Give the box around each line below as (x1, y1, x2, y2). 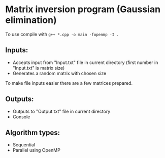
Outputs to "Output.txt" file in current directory (12, 108, 111, 114)
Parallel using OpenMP (12, 147, 61, 153)
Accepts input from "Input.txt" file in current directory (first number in (12, 59, 158, 66)
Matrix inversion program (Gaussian (5, 4, 161, 15)
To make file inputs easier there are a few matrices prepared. (5, 80, 133, 86)
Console (12, 113, 30, 120)
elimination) (5, 14, 57, 26)
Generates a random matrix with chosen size (12, 70, 107, 76)
